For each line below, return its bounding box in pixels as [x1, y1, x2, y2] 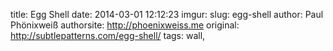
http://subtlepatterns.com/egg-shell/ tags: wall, [10, 30, 206, 41]
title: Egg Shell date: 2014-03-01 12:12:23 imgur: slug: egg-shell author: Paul [10, 9, 324, 20]
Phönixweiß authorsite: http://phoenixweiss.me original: [10, 19, 240, 31]
